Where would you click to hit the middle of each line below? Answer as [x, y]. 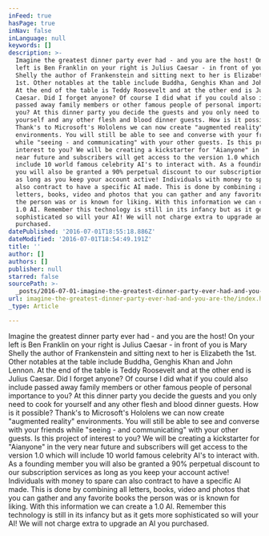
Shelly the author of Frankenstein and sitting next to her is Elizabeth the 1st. [132, 353]
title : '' [25, 247]
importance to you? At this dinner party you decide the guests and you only [133, 395]
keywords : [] [30, 46]
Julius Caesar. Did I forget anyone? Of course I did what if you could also [128, 378]
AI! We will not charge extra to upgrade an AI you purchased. [109, 523]
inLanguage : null [37, 38]
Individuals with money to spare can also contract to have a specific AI [125, 481]
